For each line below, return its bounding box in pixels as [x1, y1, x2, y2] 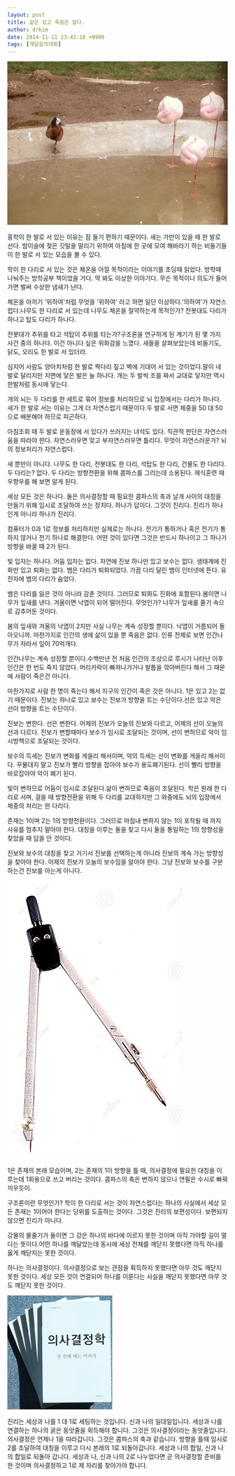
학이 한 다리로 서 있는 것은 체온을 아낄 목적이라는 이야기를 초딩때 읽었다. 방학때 [7, 265, 222, 273]
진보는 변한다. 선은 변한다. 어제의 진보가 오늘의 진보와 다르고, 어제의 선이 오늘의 [7, 719, 224, 727]
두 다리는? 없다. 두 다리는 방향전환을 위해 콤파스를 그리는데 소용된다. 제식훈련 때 [7, 468, 225, 477]
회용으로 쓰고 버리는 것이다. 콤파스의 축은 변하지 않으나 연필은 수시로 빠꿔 [28, 1174, 228, 1183]
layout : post [7, 11, 45, 18]
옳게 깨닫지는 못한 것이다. [7, 1248, 77, 1257]
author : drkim [7, 26, 49, 33]
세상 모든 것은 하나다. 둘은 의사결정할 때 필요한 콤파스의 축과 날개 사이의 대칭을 [7, 492, 222, 501]
